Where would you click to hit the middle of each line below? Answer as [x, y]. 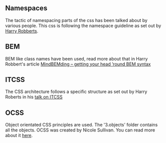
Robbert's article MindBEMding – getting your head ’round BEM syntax [78, 64]
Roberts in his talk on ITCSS [34, 97]
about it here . [19, 135]
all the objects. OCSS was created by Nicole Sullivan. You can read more [80, 130]
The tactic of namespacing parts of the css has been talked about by [76, 20]
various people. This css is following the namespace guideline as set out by [83, 25]
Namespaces [26, 8]
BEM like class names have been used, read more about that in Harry [76, 58]
